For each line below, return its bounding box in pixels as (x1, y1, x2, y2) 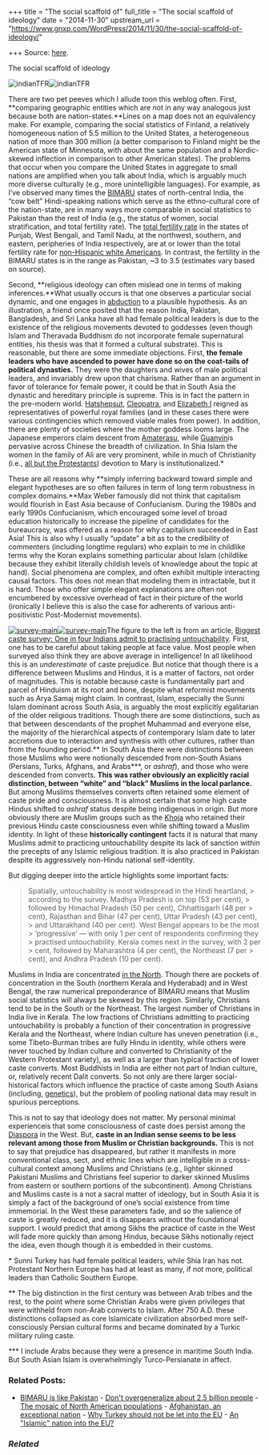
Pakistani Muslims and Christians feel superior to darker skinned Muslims (8, 1172, 250, 1181)
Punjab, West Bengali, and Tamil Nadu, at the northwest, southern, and (8, 230, 242, 239)
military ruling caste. (8, 1331, 76, 1340)
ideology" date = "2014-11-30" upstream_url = (8, 15, 161, 25)
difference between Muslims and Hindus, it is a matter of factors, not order (8, 668, 255, 677)
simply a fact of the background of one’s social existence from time (8, 1198, 231, 1207)
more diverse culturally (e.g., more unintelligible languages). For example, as (8, 179, 261, 189)
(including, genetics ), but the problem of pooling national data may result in (8, 1088, 257, 1098)
